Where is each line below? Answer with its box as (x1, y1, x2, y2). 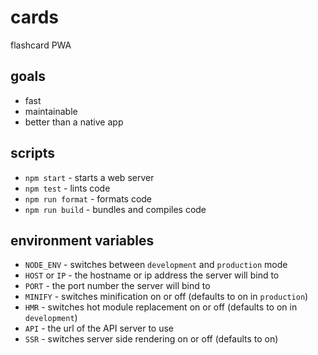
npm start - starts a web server (24, 171, 155, 183)
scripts (10, 145, 55, 162)
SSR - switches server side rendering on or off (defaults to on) (24, 333, 279, 345)
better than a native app (24, 116, 124, 128)
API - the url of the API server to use (24, 322, 175, 335)
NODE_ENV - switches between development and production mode (24, 259, 288, 271)
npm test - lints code (24, 182, 111, 194)
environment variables (10, 232, 155, 249)
